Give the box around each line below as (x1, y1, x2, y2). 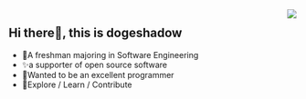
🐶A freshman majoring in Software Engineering (21, 49, 199, 60)
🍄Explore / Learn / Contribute (21, 79, 133, 90)
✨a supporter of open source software (21, 59, 168, 70)
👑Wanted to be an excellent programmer (21, 69, 174, 80)
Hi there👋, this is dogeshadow (8, 25, 183, 41)
